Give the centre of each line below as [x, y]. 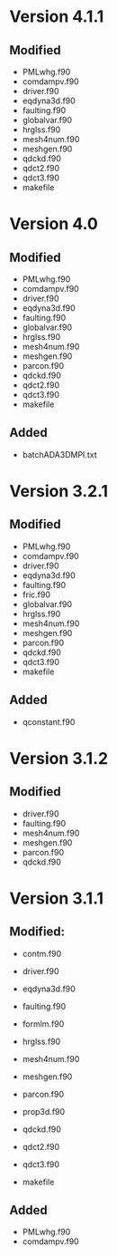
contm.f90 [42, 953]
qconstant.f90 [49, 721]
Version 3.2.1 [59, 491]
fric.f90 [36, 594]
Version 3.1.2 [59, 758]
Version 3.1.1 [57, 898]
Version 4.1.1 [57, 17]
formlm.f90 [43, 1024]
